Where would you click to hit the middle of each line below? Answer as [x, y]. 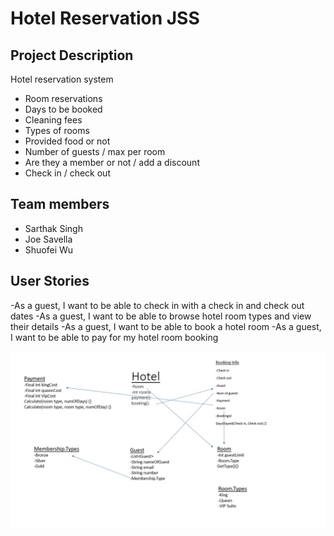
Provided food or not [67, 141]
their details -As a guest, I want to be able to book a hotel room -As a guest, [166, 326]
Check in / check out [67, 173]
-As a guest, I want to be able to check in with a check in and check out [157, 305]
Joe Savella [48, 239]
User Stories [50, 281]
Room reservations [63, 98]
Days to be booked [63, 109]
